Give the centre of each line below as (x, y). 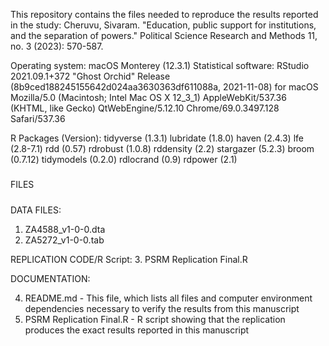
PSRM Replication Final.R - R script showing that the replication (155, 319)
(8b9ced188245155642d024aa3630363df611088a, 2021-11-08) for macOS (164, 87)
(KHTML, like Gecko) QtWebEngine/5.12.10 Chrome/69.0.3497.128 (145, 108)
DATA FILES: (36, 210)
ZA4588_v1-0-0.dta (65, 229)
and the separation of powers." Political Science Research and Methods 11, (164, 35)
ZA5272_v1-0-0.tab (64, 240)
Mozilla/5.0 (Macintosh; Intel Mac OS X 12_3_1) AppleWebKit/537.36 (148, 97)
